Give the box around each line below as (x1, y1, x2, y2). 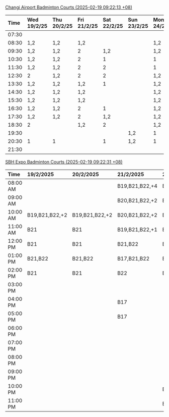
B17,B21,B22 (117, 255, 150, 262)
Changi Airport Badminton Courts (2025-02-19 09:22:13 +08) (5, 5, 132, 10)
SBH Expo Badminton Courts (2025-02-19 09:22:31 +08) (5, 159, 123, 165)
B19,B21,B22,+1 (117, 226, 157, 233)
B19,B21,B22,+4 (117, 183, 157, 189)
